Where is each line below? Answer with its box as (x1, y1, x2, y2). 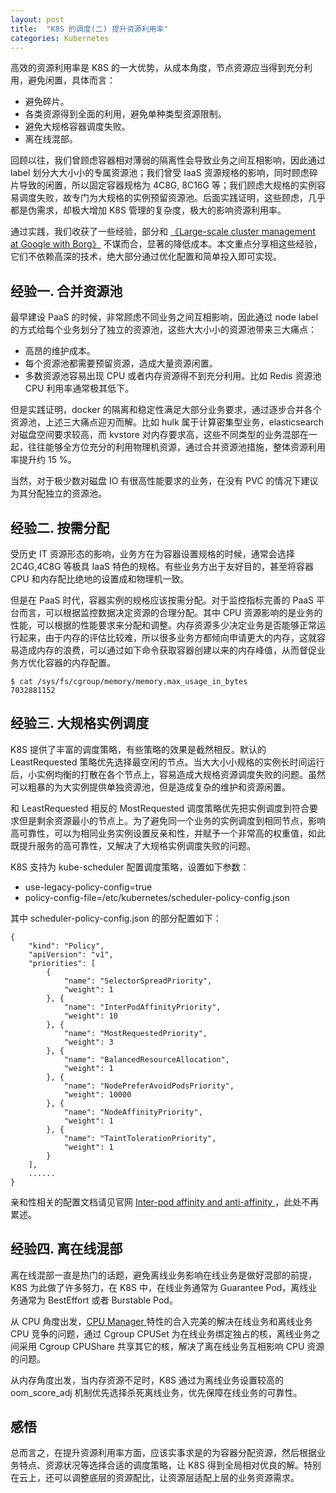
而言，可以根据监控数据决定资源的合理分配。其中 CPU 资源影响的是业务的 (18, 607, 323, 618)
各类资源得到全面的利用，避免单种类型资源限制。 (24, 108, 227, 120)
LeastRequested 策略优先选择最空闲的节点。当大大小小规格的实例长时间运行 (10, 756, 325, 768)
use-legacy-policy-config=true (24, 881, 153, 893)
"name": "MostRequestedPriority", (63, 1028, 208, 1038)
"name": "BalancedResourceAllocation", (63, 1054, 230, 1065)
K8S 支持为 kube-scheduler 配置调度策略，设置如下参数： (10, 861, 250, 873)
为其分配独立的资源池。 (10, 487, 107, 500)
